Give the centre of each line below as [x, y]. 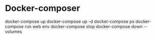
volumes [14, 31]
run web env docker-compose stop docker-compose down [84, 26]
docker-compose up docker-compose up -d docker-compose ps [70, 21]
